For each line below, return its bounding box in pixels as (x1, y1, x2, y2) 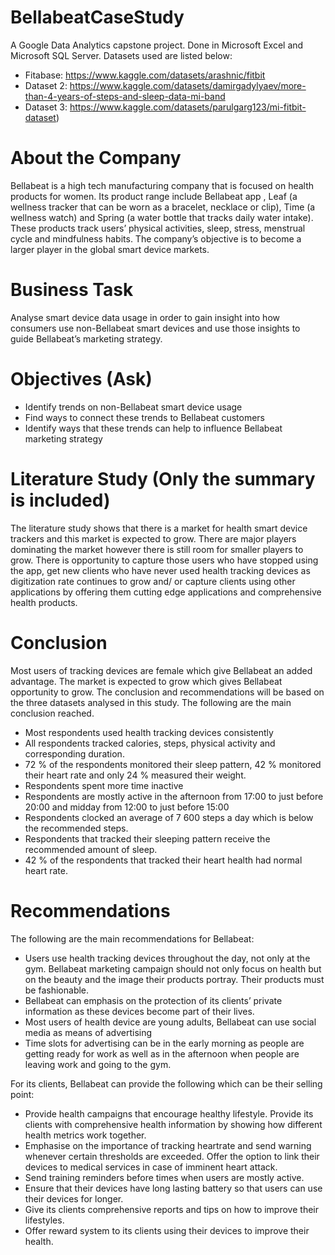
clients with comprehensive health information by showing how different (24, 1118, 323, 1130)
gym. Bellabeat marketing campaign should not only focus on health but (24, 962, 322, 975)
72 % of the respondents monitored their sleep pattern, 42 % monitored (24, 758, 322, 770)
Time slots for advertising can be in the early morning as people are (24, 1037, 305, 1049)
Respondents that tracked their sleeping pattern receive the (24, 832, 271, 845)
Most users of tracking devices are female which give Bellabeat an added (10, 664, 313, 676)
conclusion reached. (10, 707, 95, 719)
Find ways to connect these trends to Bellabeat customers (24, 411, 265, 423)
